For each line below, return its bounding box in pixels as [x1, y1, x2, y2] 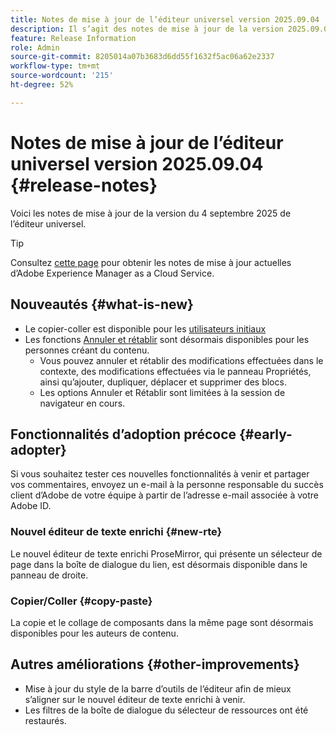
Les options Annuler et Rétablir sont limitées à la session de [39, 386, 286, 398]
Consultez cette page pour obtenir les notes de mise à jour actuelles [10, 256, 292, 268]
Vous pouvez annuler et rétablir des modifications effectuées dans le [39, 354, 324, 366]
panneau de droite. [10, 569, 89, 581]
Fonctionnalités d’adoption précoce [10, 426, 237, 443]
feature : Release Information [10, 33, 137, 43]
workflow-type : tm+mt [10, 61, 101, 71]
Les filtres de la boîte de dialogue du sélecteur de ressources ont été [24, 704, 309, 716]
